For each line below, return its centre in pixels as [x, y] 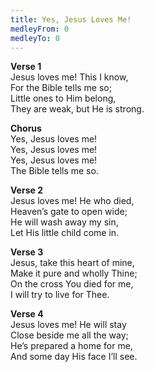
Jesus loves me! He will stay [68, 325]
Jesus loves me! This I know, [69, 77]
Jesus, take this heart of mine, [72, 263]
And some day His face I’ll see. [74, 357]
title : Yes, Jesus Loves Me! [71, 19]
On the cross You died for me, [72, 284]
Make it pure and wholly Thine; [74, 273]
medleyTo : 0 [35, 38]
